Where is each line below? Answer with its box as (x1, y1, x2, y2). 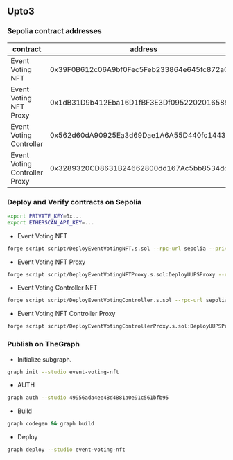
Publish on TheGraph (7, 339, 80, 349)
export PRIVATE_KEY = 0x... (7, 213, 82, 220)
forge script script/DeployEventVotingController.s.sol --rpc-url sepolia (7, 297, 228, 304)
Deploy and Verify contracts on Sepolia (7, 197, 142, 206)
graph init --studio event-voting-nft (7, 369, 119, 375)
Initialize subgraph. (17, 355, 72, 363)
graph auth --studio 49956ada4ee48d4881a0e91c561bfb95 (7, 394, 169, 401)
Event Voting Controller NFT (17, 283, 98, 292)
